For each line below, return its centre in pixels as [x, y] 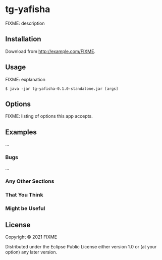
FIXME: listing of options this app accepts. [49, 116]
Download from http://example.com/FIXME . [50, 51]
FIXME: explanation [25, 79]
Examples [21, 132]
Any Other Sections [30, 181]
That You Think [24, 195]
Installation [23, 39]
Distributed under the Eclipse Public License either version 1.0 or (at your [81, 247]
